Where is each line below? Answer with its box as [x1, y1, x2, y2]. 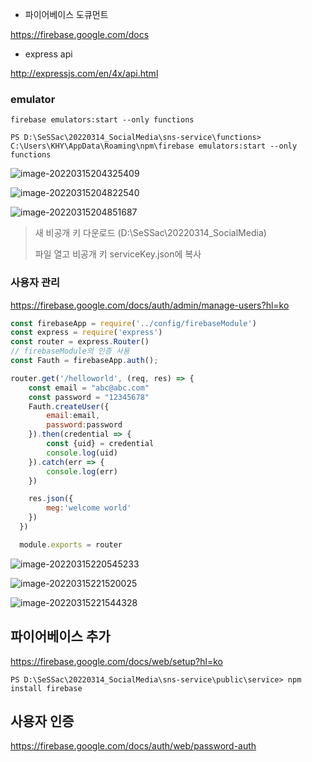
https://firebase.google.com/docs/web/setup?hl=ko [10, 655, 223, 667]
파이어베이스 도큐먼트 [24, 9, 109, 20]
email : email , [46, 411, 101, 421]
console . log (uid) [46, 448, 118, 458]
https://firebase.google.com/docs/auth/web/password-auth [10, 740, 257, 752]
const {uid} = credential [46, 439, 155, 449]
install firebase [10, 683, 83, 693]
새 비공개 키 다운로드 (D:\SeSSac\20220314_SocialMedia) [34, 227, 267, 239]
